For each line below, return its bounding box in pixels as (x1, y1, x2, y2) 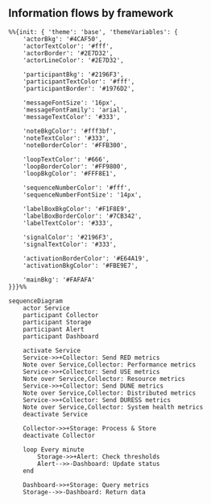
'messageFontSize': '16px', (23, 99, 117, 107)
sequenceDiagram (8, 297, 63, 305)
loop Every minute (23, 445, 85, 454)
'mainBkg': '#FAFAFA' (23, 275, 95, 284)
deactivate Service (23, 410, 89, 418)
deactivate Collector (23, 431, 95, 439)
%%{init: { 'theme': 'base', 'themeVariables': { (8, 28, 179, 36)
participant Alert (23, 325, 85, 333)
